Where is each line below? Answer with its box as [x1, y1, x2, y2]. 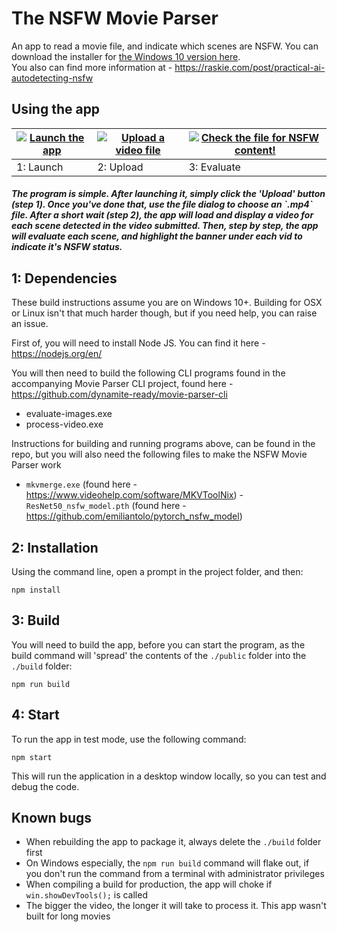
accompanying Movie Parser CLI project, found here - [11, 378, 234, 390]
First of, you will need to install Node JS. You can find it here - [11, 337, 266, 349]
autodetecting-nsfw [11, 72, 94, 84]
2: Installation [11, 539, 99, 556]
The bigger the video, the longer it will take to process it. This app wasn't [25, 900, 327, 912]
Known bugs [11, 809, 93, 826]
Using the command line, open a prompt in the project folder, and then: [11, 565, 304, 577]
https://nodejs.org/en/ [11, 348, 103, 360]
